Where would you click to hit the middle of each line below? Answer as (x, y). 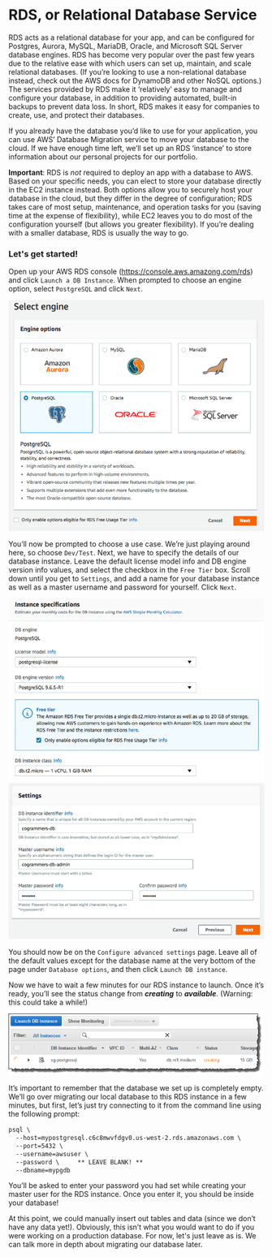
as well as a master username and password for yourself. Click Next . (123, 587)
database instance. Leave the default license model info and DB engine (127, 561)
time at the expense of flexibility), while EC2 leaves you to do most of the (131, 215)
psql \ (19, 1130)
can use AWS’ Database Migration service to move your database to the (129, 139)
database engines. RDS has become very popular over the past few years (132, 54)
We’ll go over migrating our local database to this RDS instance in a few (128, 1096)
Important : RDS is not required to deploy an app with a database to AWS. (131, 172)
